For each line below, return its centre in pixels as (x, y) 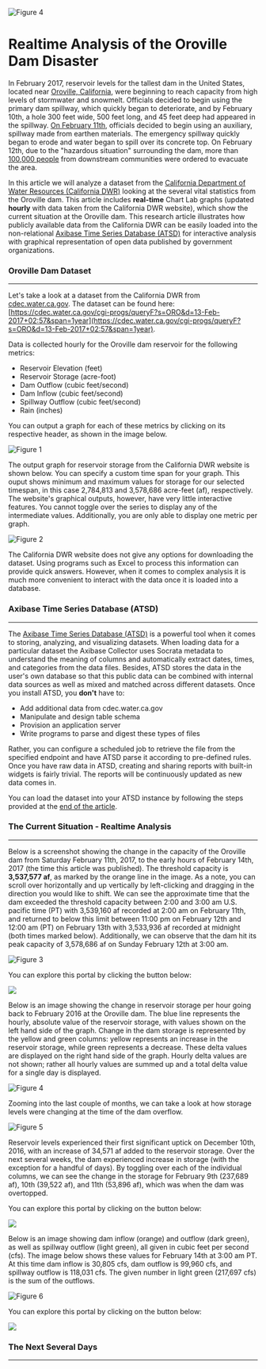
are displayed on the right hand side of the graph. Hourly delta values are (127, 1056)
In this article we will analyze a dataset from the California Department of (127, 182)
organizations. (32, 250)
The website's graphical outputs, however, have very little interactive (120, 499)
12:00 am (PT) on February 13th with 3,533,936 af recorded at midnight (124, 927)
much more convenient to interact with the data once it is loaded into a (123, 580)
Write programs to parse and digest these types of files (110, 733)
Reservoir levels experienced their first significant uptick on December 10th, (132, 1142)
